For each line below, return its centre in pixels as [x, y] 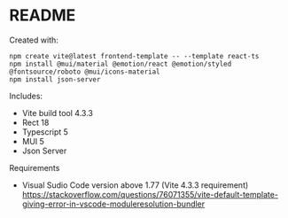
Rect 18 [35, 122]
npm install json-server [55, 79]
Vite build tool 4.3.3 [57, 113]
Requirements [35, 167]
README [43, 16]
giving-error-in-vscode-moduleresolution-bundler [113, 204]
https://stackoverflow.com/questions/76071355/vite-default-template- [150, 194]
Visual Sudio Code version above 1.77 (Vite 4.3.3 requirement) [135, 185]
